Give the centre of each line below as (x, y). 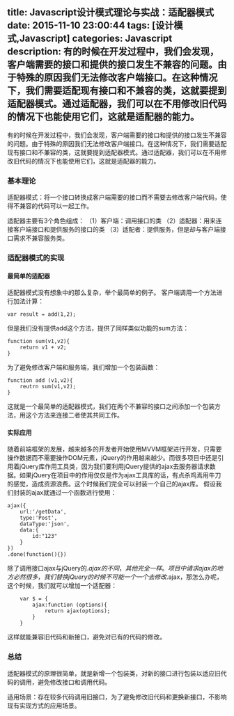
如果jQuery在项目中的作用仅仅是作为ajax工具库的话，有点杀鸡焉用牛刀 (120, 475)
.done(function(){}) (37, 555)
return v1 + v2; (44, 348)
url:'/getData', (44, 512)
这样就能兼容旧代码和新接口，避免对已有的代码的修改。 (86, 637)
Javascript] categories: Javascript (96, 39)
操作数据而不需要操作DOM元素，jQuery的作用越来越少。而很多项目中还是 (112, 458)
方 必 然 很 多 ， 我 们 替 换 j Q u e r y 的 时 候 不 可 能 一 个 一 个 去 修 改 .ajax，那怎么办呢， (115, 577)
